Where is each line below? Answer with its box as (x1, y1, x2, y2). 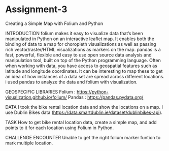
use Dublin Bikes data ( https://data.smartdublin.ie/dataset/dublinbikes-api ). (5, 109, 163, 115)
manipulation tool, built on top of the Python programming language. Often (5, 57, 161, 63)
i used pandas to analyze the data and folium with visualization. (5, 79, 138, 85)
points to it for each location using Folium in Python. (5, 125, 114, 131)
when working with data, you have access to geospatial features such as (5, 63, 157, 69)
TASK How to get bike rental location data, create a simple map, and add (5, 119, 157, 125)
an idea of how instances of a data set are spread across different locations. (5, 73, 165, 79)
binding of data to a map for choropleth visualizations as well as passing (5, 41, 156, 47)
